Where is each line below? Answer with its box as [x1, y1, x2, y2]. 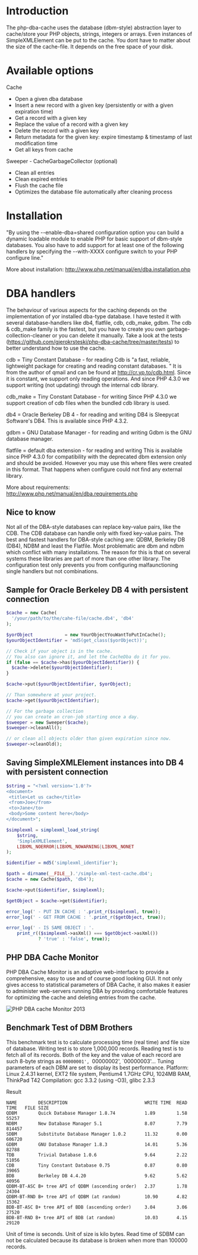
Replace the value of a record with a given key [14, 121, 129, 128]
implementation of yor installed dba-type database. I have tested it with [6, 312, 181, 320]
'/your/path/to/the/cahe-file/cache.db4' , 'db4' [11, 616, 134, 622]
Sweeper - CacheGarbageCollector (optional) [6, 157, 118, 165]
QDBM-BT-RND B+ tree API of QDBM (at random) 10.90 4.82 [6, 1194, 187, 1199]
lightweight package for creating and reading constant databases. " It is [6, 362, 182, 370]
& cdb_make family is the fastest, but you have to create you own [6, 325, 166, 333]
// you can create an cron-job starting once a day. [6, 713, 140, 720]
